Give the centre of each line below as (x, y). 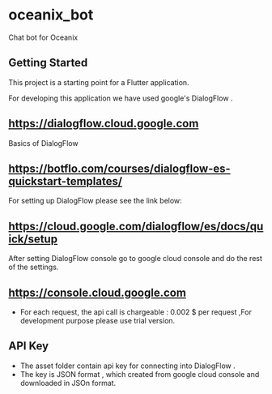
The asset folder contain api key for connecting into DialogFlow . (128, 366)
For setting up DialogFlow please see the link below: (95, 201)
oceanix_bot (51, 15)
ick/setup (33, 239)
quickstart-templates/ (66, 181)
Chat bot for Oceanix (43, 37)
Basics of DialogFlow (43, 143)
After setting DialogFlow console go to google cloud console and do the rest (136, 259)
